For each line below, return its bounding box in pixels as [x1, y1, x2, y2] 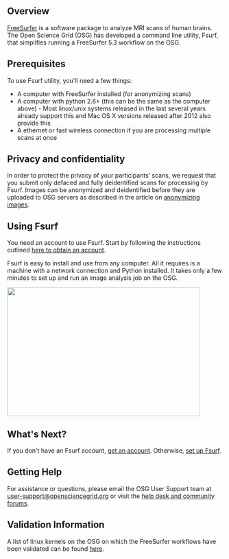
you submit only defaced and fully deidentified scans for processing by [7, 178, 208, 187]
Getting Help [7, 466, 62, 478]
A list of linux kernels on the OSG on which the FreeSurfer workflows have [7, 537, 217, 545]
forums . [7, 499, 29, 507]
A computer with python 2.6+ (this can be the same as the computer [16, 97, 210, 105]
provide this [16, 119, 51, 127]
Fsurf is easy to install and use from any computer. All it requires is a [7, 259, 200, 267]
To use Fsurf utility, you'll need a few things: [7, 76, 132, 84]
